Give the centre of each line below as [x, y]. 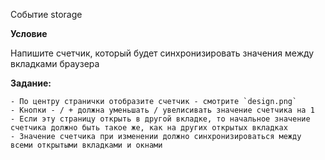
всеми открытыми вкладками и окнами [86, 145]
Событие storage [46, 14]
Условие [29, 33]
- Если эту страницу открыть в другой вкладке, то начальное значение [160, 119]
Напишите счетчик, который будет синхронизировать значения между [162, 53]
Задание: [31, 83]
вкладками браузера [55, 63]
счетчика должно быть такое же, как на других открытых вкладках [149, 128]
